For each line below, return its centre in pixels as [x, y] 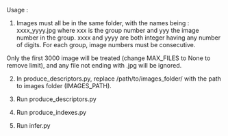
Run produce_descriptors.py [56, 99]
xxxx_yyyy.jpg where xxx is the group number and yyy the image [107, 30]
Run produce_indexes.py [51, 112]
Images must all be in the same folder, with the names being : [103, 23]
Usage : [17, 10]
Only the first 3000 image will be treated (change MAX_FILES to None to [109, 58]
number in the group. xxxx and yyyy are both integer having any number [118, 38]
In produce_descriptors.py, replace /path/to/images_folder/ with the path [119, 79]
